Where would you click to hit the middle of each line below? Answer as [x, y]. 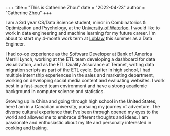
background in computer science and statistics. [55, 91]
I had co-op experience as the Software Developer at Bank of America [79, 54]
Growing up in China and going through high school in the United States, [81, 101]
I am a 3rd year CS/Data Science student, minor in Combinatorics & [76, 22]
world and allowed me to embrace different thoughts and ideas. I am [77, 117]
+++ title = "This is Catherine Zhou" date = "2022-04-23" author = [75, 7]
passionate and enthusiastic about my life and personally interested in [78, 123]
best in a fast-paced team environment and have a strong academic [76, 86]
